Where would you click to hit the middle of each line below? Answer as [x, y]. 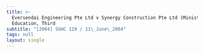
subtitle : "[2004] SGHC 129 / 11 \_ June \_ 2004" [66, 29]
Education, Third [34, 23]
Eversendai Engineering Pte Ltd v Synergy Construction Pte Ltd [95, 18]
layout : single [25, 40]
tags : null [20, 35]
